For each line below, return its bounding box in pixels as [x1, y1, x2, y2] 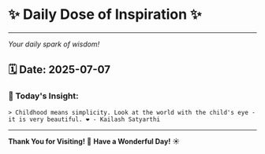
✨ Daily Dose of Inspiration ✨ [8, 5, 203, 24]
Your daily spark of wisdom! [8, 39, 100, 49]
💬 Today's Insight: [8, 90, 79, 101]
